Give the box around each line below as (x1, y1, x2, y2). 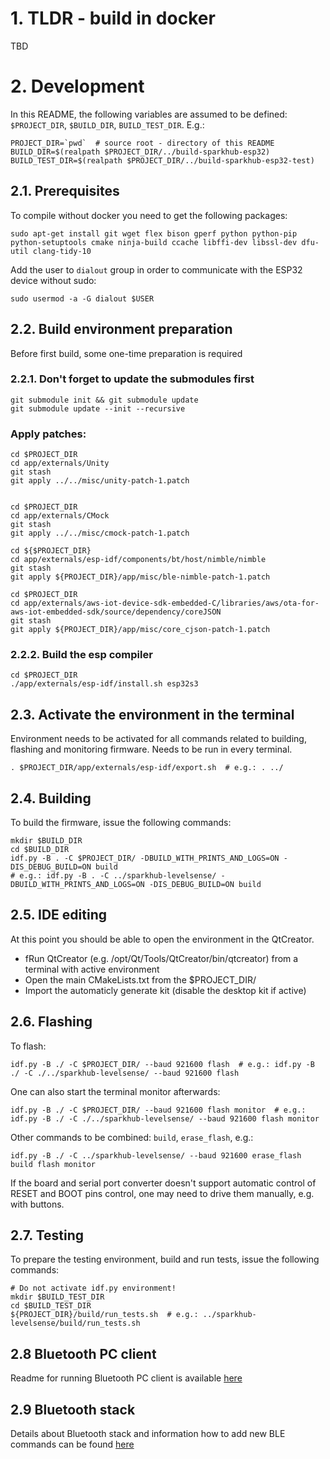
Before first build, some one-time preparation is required (10, 347, 243, 359)
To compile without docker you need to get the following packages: (10, 209, 288, 221)
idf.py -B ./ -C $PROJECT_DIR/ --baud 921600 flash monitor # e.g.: (10, 1105, 307, 1115)
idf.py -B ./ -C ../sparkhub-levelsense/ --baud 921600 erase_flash (10, 1150, 302, 1161)
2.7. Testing (10, 1227, 85, 1244)
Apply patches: (10, 427, 87, 441)
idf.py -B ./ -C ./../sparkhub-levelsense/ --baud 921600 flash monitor (10, 1113, 320, 1124)
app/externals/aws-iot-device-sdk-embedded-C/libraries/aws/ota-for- (23, 598, 320, 609)
